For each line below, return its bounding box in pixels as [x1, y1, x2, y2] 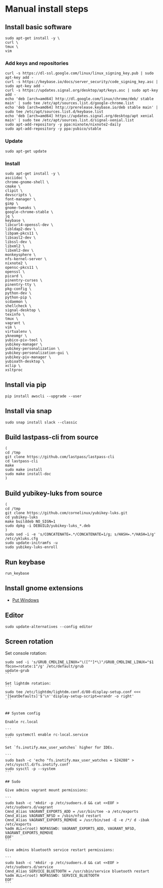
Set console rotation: [5, 650, 47, 656]
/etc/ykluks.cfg [5, 536, 38, 541]
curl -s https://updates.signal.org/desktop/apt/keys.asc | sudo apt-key [5, 88, 159, 93]
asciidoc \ [5, 175, 27, 180]
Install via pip [5, 381, 46, 389]
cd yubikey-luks [5, 515, 38, 520]
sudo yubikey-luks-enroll [5, 545, 58, 550]
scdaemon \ [5, 299, 27, 304]
